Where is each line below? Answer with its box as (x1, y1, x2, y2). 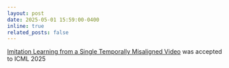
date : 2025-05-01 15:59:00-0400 (7, 16, 99, 23)
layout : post (7, 10, 45, 17)
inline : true (7, 22, 45, 29)
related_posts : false (7, 29, 69, 36)
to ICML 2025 (7, 55, 46, 63)
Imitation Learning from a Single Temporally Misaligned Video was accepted (7, 48, 223, 56)
